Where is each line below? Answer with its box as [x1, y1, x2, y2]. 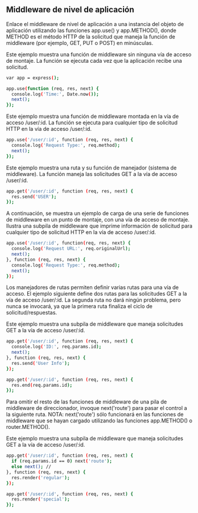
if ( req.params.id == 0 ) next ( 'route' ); [11, 459, 112, 464]
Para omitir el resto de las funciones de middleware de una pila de [6, 398, 167, 405]
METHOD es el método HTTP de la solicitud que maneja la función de [6, 33, 176, 40]
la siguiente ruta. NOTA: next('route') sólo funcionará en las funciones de [6, 411, 184, 418]
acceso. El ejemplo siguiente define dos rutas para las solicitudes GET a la [6, 290, 187, 297]
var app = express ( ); [6, 75, 60, 81]
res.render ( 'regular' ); [11, 474, 70, 480]
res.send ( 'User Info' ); [11, 360, 70, 366]
